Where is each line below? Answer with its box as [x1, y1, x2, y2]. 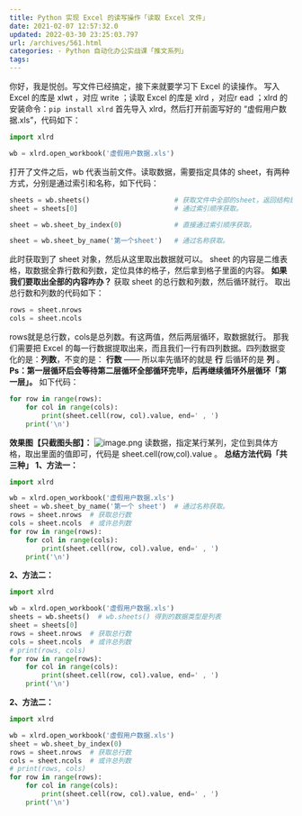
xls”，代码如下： [19, 114, 81, 125]
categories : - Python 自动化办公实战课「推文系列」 [9, 47, 188, 56]
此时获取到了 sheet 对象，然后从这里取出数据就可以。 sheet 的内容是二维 [9, 254, 280, 265]
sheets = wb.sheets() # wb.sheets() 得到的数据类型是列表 [9, 612, 222, 621]
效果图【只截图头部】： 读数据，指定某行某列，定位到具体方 [9, 437, 279, 448]
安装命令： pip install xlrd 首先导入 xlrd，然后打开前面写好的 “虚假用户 [9, 104, 280, 113]
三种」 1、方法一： [9, 459, 78, 470]
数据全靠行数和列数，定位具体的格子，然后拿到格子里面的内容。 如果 [32, 265, 288, 276]
